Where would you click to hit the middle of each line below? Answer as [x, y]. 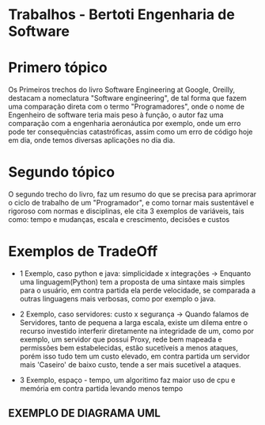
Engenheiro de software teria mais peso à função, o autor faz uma [116, 115]
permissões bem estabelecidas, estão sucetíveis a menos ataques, [129, 348]
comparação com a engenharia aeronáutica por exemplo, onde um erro [125, 124]
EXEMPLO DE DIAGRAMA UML [84, 414]
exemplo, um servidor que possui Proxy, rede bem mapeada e [121, 339]
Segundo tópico [62, 172]
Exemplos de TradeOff [83, 252]
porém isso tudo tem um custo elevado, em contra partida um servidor [135, 356]
